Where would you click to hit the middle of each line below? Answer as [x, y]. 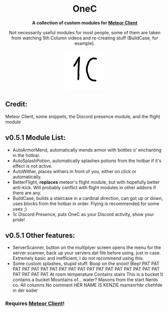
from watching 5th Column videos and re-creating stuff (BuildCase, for [85, 38]
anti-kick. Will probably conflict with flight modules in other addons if [84, 187]
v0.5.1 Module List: [35, 138]
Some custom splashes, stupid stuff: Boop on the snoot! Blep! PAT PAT [86, 264]
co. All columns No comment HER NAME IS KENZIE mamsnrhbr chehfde [87, 285]
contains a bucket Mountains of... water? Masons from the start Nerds [85, 280]
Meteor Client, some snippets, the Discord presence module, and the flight [83, 116]
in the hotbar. [26, 155]
